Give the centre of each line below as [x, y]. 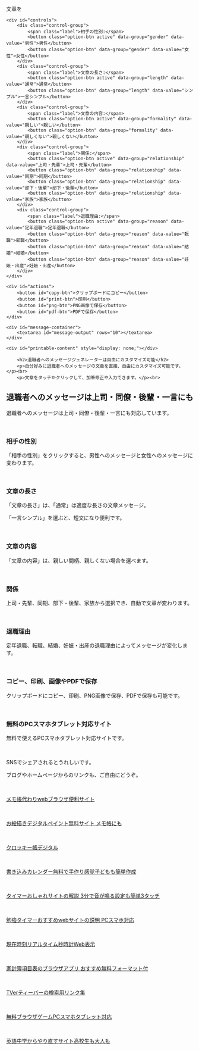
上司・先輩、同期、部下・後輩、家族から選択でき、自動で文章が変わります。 [99, 603]
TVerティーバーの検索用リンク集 [46, 992]
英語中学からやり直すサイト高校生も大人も [58, 1040]
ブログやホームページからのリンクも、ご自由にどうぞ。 [74, 774]
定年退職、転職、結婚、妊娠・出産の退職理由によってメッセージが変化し [94, 646]
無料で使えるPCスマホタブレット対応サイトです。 [67, 738]
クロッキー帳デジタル [32, 847]
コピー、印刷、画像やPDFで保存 [52, 682]
